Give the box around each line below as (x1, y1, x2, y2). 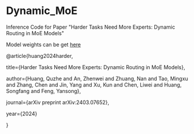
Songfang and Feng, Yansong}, (6, 87, 81, 94)
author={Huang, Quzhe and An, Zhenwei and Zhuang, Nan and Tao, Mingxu (6, 75, 189, 82)
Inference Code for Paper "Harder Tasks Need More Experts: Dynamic (6, 23, 175, 30)
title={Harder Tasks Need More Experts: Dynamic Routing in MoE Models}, (6, 63, 185, 71)
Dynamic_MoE (6, 4, 78, 18)
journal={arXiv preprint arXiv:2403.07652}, (6, 98, 110, 106)
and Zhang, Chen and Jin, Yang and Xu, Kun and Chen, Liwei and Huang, (6, 81, 182, 88)
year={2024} (6, 110, 37, 117)
